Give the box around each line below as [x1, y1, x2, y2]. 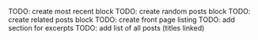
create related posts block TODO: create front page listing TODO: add [8, 15, 235, 24]
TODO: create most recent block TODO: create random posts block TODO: [8, 7, 251, 16]
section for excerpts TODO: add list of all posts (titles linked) [8, 24, 205, 32]
